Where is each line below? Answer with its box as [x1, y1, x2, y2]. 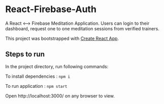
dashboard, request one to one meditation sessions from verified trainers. [5, 25, 160, 31]
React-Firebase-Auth [5, 4, 96, 15]
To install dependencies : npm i [5, 73, 70, 79]
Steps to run [5, 50, 45, 59]
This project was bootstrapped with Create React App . [5, 35, 119, 41]
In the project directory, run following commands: [5, 63, 109, 69]
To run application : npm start [5, 83, 68, 89]
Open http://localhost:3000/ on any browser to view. [5, 92, 115, 99]
